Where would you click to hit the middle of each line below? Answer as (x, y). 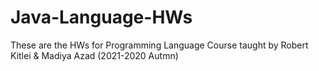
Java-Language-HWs (101, 17)
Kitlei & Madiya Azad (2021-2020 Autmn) (94, 55)
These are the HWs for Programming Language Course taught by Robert (159, 45)
